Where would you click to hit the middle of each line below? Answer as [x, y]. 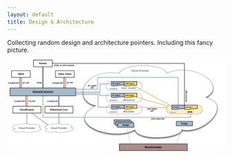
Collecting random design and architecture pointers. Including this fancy [110, 42]
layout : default [30, 14]
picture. [18, 50]
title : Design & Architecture [51, 22]
